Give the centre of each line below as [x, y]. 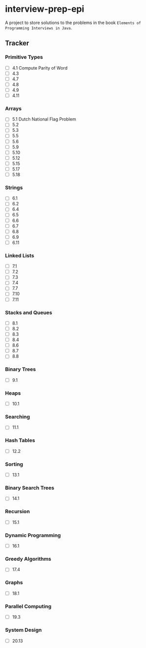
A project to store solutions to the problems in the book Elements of [73, 23]
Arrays [13, 108]
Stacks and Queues [29, 312]
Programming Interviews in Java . [39, 27]
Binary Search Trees [30, 488]
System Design [23, 630]
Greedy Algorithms [28, 559]
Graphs [14, 583]
